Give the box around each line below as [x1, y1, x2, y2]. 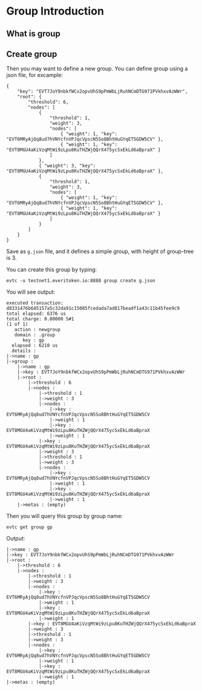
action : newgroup [14, 326, 61, 333]
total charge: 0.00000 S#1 [6, 316, 74, 322]
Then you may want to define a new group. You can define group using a [6, 65, 188, 72]
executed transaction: [6, 300, 64, 306]
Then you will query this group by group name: [6, 513, 123, 520]
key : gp [22, 337, 45, 343]
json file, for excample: [6, 72, 64, 79]
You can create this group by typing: [6, 266, 97, 274]
